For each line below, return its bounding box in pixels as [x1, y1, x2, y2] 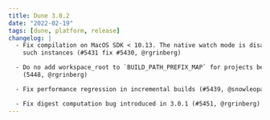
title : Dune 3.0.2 [8, 11, 70, 20]
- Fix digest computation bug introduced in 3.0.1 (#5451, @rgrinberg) [15, 99, 261, 108]
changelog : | [8, 34, 52, 42]
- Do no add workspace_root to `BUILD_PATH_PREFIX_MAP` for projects [15, 63, 253, 72]
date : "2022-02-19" [8, 19, 74, 27]
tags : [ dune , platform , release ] [8, 26, 121, 34]
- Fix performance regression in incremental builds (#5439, [15, 85, 225, 93]
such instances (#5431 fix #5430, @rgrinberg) [22, 49, 182, 57]
